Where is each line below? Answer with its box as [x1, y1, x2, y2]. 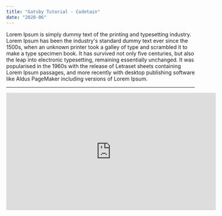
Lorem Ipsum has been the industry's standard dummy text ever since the [6, 37, 188, 44]
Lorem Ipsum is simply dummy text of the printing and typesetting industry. [6, 30, 191, 38]
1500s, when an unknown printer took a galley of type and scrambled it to [6, 43, 188, 51]
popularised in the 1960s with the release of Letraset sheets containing [6, 62, 181, 69]
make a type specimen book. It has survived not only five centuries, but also [6, 50, 194, 57]
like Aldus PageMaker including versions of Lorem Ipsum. [6, 75, 148, 82]
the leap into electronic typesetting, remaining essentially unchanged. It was [6, 56, 194, 63]
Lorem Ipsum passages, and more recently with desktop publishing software [6, 69, 195, 76]
